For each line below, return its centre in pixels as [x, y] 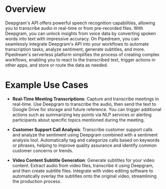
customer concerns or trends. [43, 150]
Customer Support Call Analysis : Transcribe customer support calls [82, 129]
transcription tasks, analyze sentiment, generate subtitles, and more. [75, 49]
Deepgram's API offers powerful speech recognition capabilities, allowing [80, 23]
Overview [26, 9]
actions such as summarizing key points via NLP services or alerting [82, 115]
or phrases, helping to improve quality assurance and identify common [84, 145]
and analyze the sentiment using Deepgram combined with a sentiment [85, 134]
